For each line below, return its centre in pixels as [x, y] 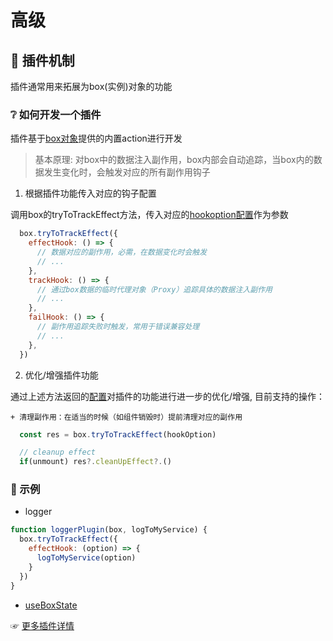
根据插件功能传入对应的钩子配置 [90, 193]
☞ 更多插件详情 [42, 625]
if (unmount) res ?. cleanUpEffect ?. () [95, 462]
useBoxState [51, 605]
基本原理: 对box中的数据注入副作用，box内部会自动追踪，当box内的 [174, 160]
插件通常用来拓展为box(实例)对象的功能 [91, 86]
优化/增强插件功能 [61, 375]
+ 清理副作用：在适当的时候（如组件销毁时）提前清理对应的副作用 [126, 417]
